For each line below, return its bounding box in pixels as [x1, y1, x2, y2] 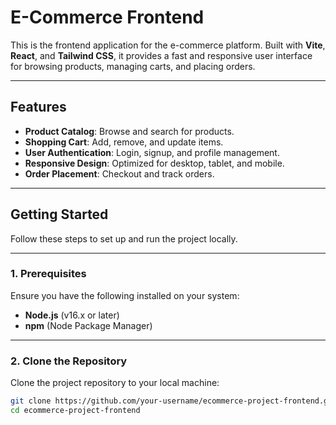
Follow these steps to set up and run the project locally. [10, 232, 238, 245]
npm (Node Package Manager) [24, 319, 153, 331]
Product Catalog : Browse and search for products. [24, 125, 235, 137]
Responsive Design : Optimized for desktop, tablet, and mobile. [24, 157, 285, 169]
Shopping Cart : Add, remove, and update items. [24, 136, 224, 148]
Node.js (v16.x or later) [24, 309, 120, 321]
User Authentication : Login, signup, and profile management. [24, 146, 280, 158]
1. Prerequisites [10, 267, 87, 281]
